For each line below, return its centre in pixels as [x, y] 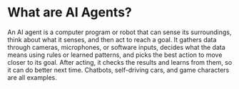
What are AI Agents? [70, 12]
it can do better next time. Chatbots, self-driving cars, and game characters [118, 70]
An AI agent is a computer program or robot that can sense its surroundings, [119, 32]
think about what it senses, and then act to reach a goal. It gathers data [112, 39]
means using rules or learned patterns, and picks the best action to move [115, 55]
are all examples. [32, 77]
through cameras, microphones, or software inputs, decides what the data [117, 47]
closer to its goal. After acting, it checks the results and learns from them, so [120, 62]
